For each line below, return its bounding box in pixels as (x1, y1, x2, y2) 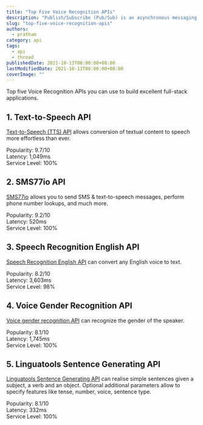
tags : (6, 43, 20, 49)
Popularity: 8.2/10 (6, 270, 50, 277)
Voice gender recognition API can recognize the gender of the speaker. (6, 317, 185, 324)
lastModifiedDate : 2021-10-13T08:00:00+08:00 (6, 65, 123, 72)
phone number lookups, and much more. (6, 199, 108, 207)
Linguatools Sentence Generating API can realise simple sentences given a (6, 375, 194, 382)
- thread (12, 54, 34, 60)
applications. (6, 94, 38, 102)
